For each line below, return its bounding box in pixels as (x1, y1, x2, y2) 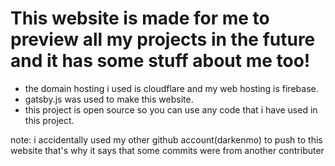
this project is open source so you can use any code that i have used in (24, 103, 318, 116)
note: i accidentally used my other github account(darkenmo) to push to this (10, 133, 323, 146)
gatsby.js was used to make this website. (24, 93, 194, 105)
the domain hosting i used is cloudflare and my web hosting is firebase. (24, 82, 319, 94)
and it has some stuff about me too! (10, 50, 311, 72)
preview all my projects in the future (10, 28, 316, 51)
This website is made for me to (10, 7, 270, 30)
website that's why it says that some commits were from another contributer (10, 144, 325, 156)
